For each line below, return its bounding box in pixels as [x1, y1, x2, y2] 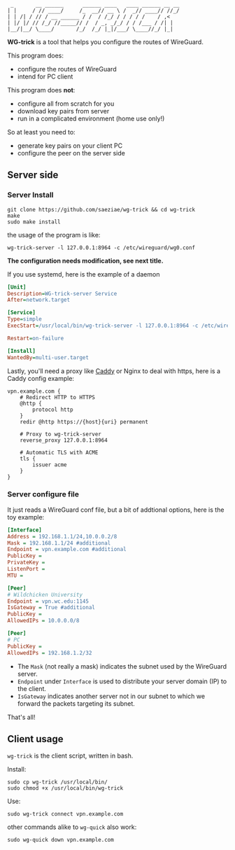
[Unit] [7, 284, 27, 291]
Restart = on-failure [7, 335, 64, 342]
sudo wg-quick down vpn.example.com [7, 837, 114, 844]
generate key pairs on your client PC [17, 141, 123, 150]
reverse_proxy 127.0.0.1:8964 [20, 436, 108, 444]
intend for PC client [17, 72, 73, 81]
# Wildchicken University [7, 591, 83, 598]
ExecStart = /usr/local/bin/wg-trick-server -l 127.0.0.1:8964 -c [7, 322, 199, 330]
